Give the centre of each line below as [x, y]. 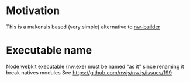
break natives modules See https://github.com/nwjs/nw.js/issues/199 [89, 72]
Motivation [33, 11]
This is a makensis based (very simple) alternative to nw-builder [83, 27]
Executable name [49, 50]
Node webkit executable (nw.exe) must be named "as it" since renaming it [95, 66]
